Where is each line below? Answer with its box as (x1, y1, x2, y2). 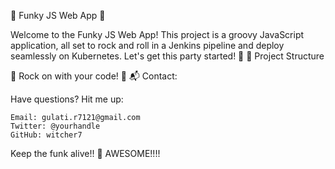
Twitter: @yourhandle (10, 121, 101, 131)
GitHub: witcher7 (10, 130, 83, 140)
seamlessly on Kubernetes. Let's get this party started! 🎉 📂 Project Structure (10, 50, 325, 62)
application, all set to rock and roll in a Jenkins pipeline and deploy (10, 40, 285, 51)
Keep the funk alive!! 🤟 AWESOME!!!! (10, 148, 161, 159)
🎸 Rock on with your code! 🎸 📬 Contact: (10, 70, 178, 82)
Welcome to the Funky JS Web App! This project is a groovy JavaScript (10, 29, 305, 40)
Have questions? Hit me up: (10, 93, 124, 105)
